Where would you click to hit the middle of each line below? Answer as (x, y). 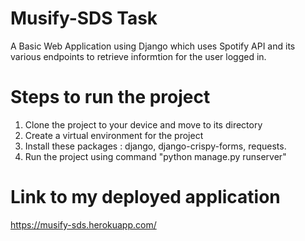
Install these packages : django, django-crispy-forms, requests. (155, 146)
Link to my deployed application (145, 197)
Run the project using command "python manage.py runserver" (155, 156)
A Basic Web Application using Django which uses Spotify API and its (153, 46)
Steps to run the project (110, 97)
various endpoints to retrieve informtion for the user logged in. (138, 56)
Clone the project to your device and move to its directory (143, 124)
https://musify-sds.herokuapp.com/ (83, 224)
